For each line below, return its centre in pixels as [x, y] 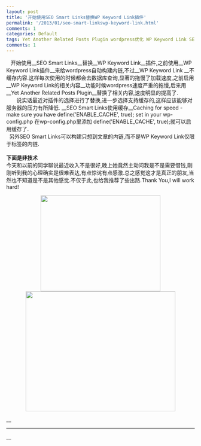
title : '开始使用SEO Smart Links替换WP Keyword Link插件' [76, 17]
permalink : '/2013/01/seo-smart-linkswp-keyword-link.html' [83, 23]
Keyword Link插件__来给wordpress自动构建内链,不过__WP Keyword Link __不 [100, 70]
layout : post [22, 12]
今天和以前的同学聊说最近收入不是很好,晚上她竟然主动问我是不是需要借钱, [97, 165]
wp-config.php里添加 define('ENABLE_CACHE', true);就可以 [113, 121]
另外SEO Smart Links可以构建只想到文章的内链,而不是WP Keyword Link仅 [99, 136]
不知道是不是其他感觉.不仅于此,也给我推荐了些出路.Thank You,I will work [105, 180]
